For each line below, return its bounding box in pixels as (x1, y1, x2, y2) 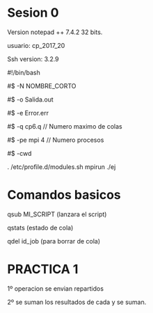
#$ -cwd (7, 149, 32, 157)
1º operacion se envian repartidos (7, 284, 104, 293)
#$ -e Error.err (7, 109, 49, 117)
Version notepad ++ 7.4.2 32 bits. (7, 28, 103, 36)
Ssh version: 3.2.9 (7, 54, 59, 63)
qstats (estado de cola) (7, 223, 74, 232)
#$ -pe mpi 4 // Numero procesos (7, 136, 104, 144)
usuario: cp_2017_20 (7, 41, 65, 49)
